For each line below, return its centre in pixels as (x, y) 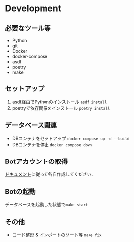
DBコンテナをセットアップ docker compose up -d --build (71, 138)
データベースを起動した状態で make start (46, 205)
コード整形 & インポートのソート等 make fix (57, 235)
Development (33, 9)
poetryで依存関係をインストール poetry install (61, 108)
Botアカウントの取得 (37, 162)
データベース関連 (31, 125)
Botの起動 (20, 192)
